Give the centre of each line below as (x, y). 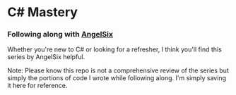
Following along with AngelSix (60, 34)
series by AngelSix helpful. (46, 57)
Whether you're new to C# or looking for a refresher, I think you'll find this (115, 49)
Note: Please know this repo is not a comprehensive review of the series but (118, 70)
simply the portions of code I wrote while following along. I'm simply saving (117, 78)
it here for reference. (37, 86)
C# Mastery (42, 12)
